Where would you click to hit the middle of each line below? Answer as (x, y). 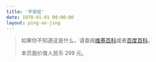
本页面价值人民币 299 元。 (54, 53)
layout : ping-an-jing (33, 23)
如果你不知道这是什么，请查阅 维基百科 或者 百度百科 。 (87, 41)
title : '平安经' (25, 12)
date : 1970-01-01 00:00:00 (40, 17)
